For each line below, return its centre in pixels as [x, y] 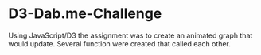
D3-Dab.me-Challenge [85, 14]
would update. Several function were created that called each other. [119, 43]
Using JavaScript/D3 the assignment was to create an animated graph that [130, 35]
